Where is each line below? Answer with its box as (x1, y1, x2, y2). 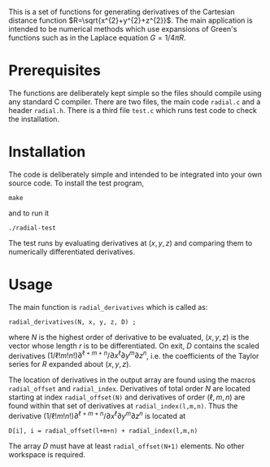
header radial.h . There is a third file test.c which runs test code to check (8, 105, 258, 115)
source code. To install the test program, (8, 178, 145, 188)
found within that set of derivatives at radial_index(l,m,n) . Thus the (8, 401, 238, 411)
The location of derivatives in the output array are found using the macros (8, 375, 256, 385)
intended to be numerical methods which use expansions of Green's (8, 24, 237, 33)
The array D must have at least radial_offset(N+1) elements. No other (8, 441, 246, 451)
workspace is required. (8, 450, 85, 460)
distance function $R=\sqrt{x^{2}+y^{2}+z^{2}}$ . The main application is (8, 15, 254, 25)
